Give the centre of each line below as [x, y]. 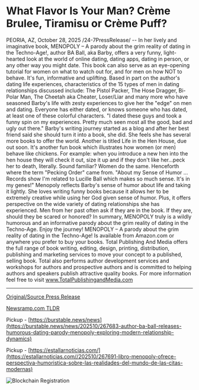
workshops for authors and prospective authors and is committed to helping [99, 267]
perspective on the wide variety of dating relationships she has [83, 204]
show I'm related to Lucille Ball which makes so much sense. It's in [109, 179]
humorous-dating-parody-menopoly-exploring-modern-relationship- [90, 332]
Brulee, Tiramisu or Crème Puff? [87, 23]
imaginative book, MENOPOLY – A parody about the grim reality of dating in [98, 46]
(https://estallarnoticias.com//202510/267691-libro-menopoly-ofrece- [91, 356]
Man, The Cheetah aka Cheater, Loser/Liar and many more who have [104, 97]
